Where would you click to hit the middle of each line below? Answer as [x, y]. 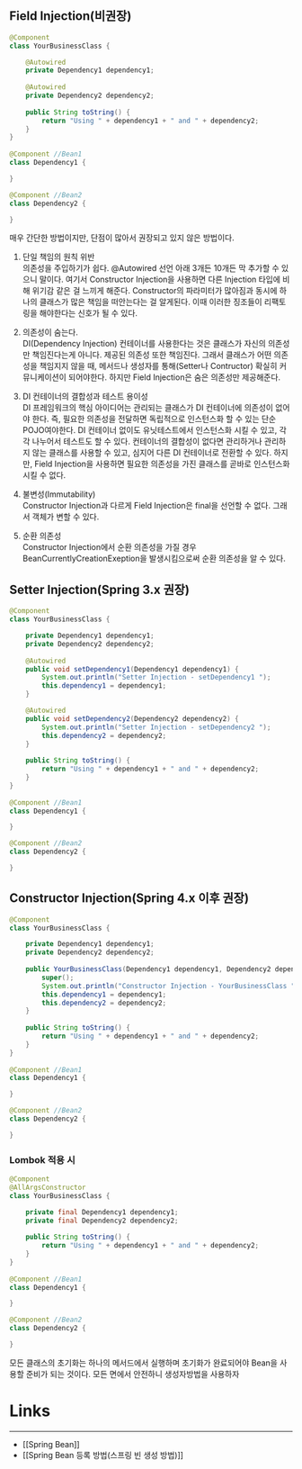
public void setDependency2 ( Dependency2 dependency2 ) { [133, 718]
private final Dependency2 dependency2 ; [102, 1221]
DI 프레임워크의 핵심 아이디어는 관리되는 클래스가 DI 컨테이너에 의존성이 [148, 408]
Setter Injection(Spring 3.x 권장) [100, 589]
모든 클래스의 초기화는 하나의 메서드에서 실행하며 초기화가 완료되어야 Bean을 [144, 1363]
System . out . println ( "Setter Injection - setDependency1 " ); [156, 678]
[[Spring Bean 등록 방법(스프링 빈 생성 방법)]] [103, 1455]
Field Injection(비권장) [71, 16]
